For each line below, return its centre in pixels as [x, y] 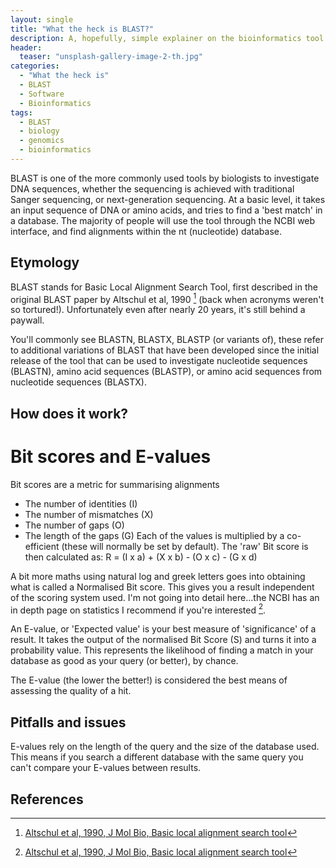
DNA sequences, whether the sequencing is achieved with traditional [152, 188]
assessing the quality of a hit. [71, 691]
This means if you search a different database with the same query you [157, 757]
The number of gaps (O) [74, 525]
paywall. [27, 320]
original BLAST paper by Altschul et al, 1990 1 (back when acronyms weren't [167, 298]
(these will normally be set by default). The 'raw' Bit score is [185, 546]
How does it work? [69, 413]
